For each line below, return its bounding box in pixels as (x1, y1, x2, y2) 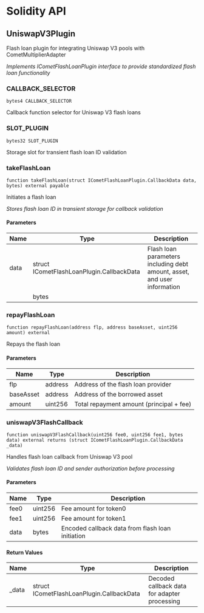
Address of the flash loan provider (74, 380, 172, 388)
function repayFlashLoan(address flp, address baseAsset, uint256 (6, 324, 178, 330)
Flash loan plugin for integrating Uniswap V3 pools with (6, 44, 144, 52)
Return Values (6, 549, 43, 556)
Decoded (148, 574, 175, 583)
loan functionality (6, 69, 50, 77)
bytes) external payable (6, 182, 69, 189)
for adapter (148, 589, 180, 598)
